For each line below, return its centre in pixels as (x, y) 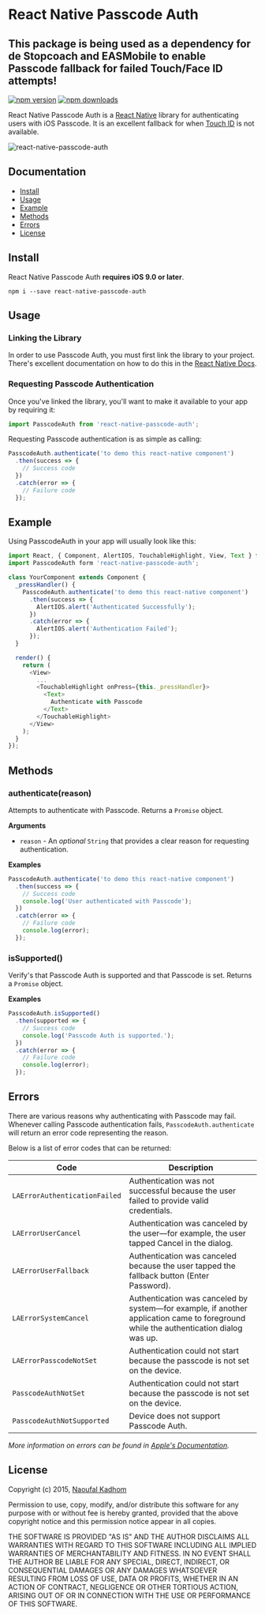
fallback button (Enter (169, 1275)
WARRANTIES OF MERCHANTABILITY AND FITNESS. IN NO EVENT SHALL (130, 1553)
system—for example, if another (188, 1308)
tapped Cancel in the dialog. (181, 1243)
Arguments (27, 825)
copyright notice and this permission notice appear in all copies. (112, 1521)
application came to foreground (187, 1318)
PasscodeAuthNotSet (49, 1393)
